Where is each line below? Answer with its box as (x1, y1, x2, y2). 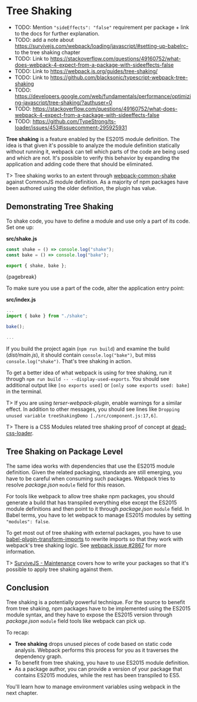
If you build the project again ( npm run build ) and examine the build (6, 345, 170, 352)
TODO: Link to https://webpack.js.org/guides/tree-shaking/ (14, 67, 158, 74)
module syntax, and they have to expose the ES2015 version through (6, 611, 172, 618)
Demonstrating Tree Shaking (6, 202, 113, 212)
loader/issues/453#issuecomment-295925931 (14, 124, 128, 131)
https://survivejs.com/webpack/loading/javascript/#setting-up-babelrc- (14, 43, 189, 50)
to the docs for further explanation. (14, 30, 100, 37)
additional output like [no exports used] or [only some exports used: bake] (6, 381, 190, 388)
